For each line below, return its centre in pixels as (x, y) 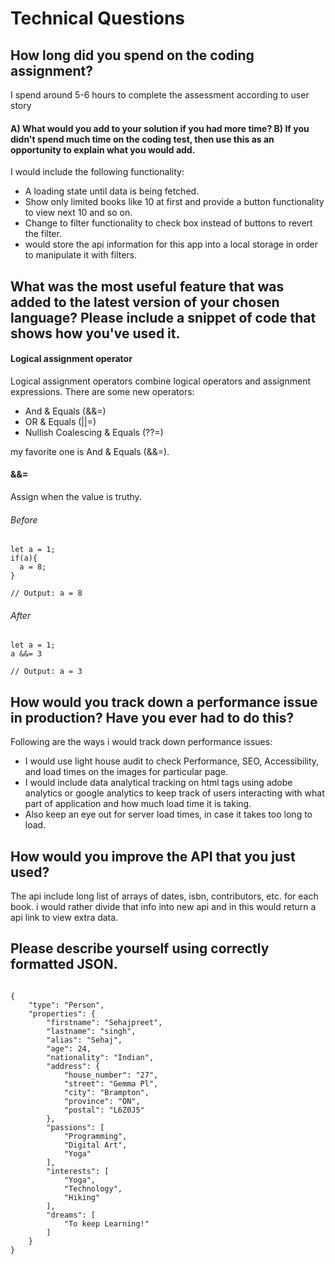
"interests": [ (78, 1171)
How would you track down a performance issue (164, 702)
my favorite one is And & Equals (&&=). (90, 451)
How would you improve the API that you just (153, 856)
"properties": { (62, 1013)
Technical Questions (98, 18)
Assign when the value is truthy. (76, 496)
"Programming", (95, 1136)
